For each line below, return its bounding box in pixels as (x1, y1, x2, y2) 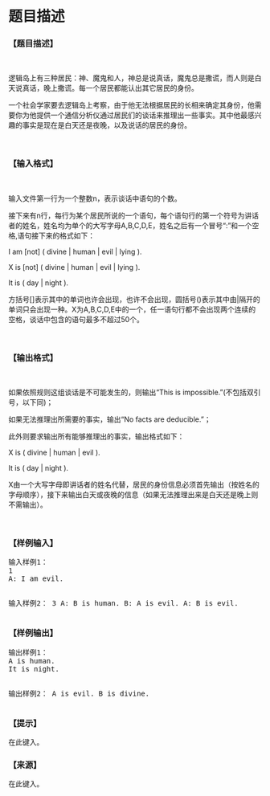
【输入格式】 (8, 158, 59, 169)
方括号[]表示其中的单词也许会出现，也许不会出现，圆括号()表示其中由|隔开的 (8, 294, 261, 304)
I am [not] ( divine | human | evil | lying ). (8, 247, 142, 256)
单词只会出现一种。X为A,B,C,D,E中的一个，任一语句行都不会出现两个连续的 (8, 304, 256, 314)
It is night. (8, 664, 60, 673)
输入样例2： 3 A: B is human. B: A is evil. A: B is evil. (8, 599, 239, 608)
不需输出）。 (8, 500, 47, 510)
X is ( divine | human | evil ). (8, 447, 100, 458)
